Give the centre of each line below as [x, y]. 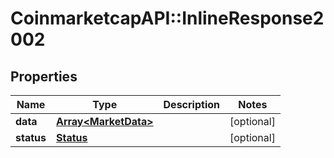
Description [191, 104]
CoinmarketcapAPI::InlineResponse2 [167, 18]
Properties [44, 76]
